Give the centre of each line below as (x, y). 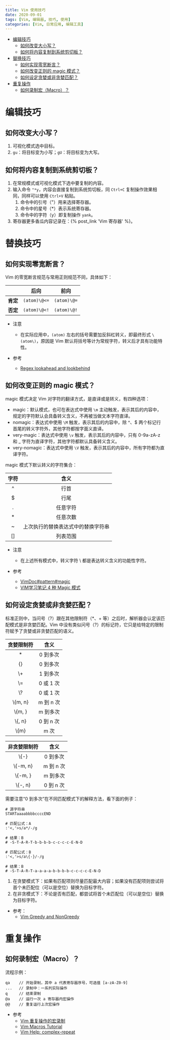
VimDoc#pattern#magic (45, 581)
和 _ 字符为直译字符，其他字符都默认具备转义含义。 (66, 441)
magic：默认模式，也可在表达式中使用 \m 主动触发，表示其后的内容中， (87, 409)
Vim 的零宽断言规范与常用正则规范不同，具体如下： (59, 277)
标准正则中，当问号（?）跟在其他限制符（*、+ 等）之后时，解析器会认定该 (83, 618)
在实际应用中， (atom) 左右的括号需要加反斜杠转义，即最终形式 (86, 335)
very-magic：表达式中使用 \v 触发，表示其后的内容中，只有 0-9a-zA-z (87, 435)
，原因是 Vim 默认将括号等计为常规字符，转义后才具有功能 (97, 341)
